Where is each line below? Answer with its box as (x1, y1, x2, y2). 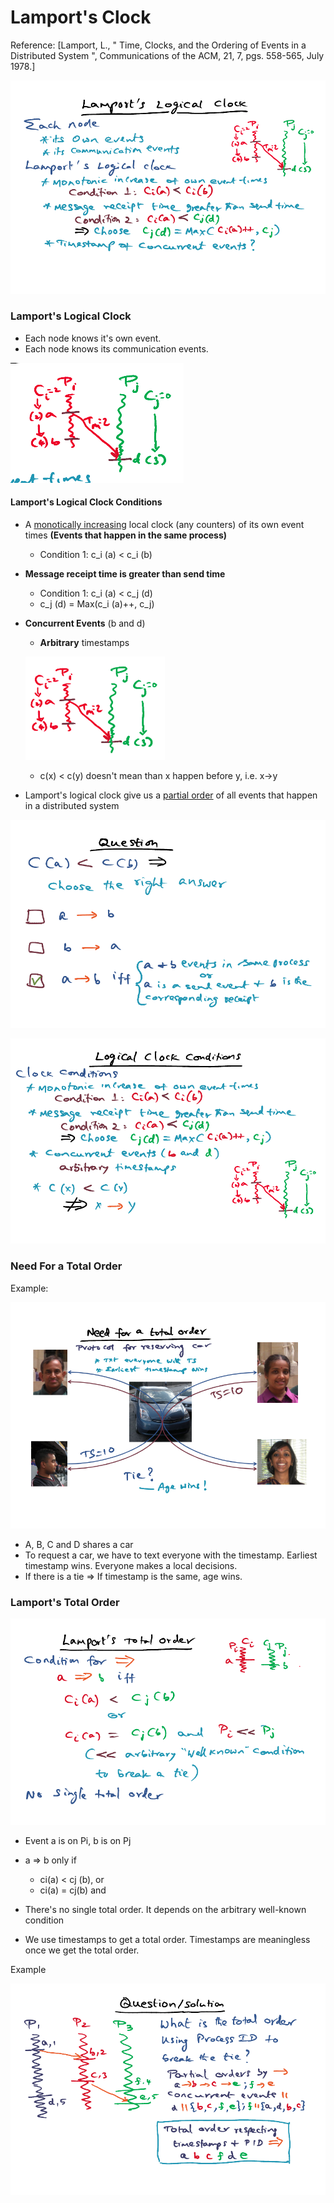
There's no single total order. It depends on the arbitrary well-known (24, 1904, 307, 1916)
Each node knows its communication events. (24, 342, 209, 355)
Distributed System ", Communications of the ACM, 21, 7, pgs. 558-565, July (10, 49, 325, 61)
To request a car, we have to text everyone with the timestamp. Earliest (24, 1549, 318, 1561)
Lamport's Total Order (10, 1596, 120, 1610)
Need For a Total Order (10, 1259, 123, 1273)
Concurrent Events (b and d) (24, 617, 146, 630)
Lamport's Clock (10, 6, 152, 29)
